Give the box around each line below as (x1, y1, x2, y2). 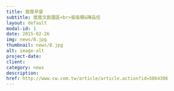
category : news (6, 64, 45, 71)
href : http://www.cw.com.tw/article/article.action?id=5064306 (6, 75, 169, 81)
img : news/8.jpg (6, 37, 47, 43)
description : (6, 70, 39, 76)
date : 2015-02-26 (6, 31, 50, 37)
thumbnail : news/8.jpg (6, 43, 63, 48)
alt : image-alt (6, 48, 45, 54)
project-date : (6, 53, 42, 59)
